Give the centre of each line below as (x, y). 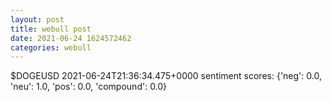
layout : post (37, 19)
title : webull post (51, 29)
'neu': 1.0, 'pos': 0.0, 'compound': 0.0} (89, 87)
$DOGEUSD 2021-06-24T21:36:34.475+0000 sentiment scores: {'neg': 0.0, (166, 76)
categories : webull (51, 47)
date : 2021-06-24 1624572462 (71, 38)
